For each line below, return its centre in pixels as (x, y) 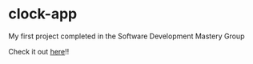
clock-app (43, 14)
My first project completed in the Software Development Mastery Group (127, 36)
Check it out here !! (39, 51)
